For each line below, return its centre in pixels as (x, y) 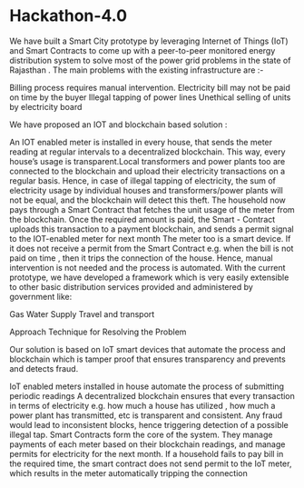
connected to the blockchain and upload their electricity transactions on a (147, 171)
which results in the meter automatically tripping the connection (128, 473)
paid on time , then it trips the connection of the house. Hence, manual (142, 258)
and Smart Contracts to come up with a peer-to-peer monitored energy (142, 50)
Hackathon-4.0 (69, 16)
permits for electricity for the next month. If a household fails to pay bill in (147, 453)
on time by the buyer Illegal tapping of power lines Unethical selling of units (150, 97)
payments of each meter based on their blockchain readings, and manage (147, 444)
